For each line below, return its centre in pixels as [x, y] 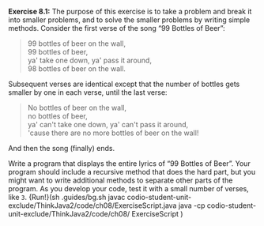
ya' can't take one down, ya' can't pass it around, [108, 124]
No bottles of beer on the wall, [77, 107]
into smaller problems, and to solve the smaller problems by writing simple [129, 20]
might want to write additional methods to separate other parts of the [121, 180]
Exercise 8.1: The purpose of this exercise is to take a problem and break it [130, 11]
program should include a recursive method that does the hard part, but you [132, 172]
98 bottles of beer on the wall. [77, 69]
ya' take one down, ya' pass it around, [90, 60]
